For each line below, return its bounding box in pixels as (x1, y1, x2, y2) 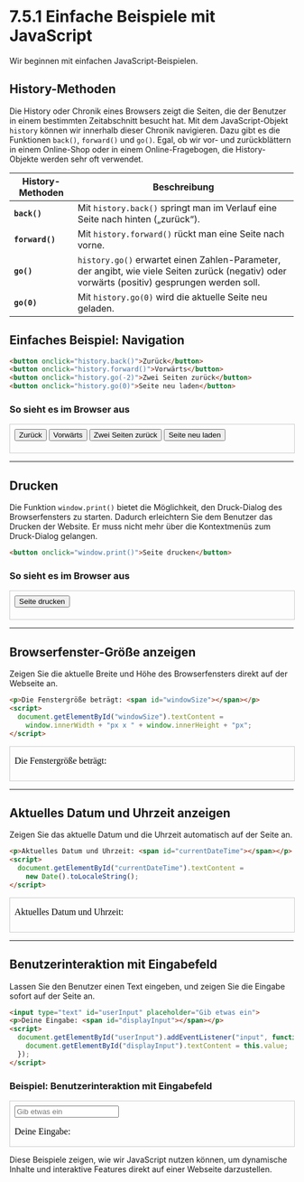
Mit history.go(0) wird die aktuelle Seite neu (77, 291, 268, 303)
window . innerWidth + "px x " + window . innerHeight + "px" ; (25, 721, 253, 730)
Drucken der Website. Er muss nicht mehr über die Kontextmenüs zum (9, 521, 271, 532)
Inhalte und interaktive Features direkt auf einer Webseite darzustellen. (9, 1163, 272, 1175)
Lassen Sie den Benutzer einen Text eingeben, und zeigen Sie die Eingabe (9, 981, 286, 991)
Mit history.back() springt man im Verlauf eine (77, 201, 278, 214)
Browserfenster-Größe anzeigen (9, 644, 197, 660)
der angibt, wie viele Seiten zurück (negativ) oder (77, 265, 287, 277)
